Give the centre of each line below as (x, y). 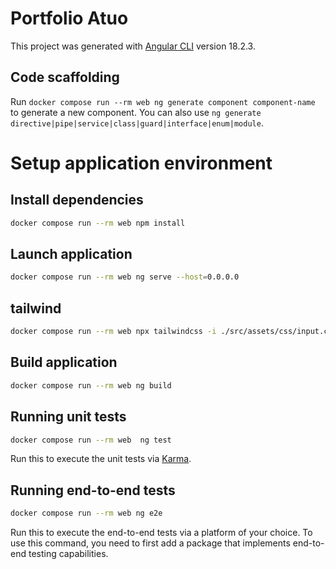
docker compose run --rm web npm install (98, 223)
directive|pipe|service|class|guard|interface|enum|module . (137, 123)
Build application (64, 362)
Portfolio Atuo (69, 18)
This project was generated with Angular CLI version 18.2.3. (133, 46)
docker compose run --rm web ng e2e (86, 513)
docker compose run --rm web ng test (91, 440)
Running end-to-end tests (93, 490)
